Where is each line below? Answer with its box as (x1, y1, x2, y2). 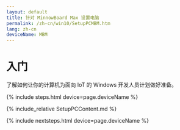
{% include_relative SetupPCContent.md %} (6, 105, 117, 113)
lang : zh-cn (6, 26, 37, 32)
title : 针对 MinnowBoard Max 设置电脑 (6, 15, 99, 21)
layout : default (6, 9, 48, 15)
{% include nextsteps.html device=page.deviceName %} (6, 117, 149, 125)
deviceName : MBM (6, 32, 48, 38)
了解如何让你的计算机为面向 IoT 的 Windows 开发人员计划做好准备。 (6, 81, 177, 88)
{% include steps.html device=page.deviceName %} (6, 93, 139, 101)
